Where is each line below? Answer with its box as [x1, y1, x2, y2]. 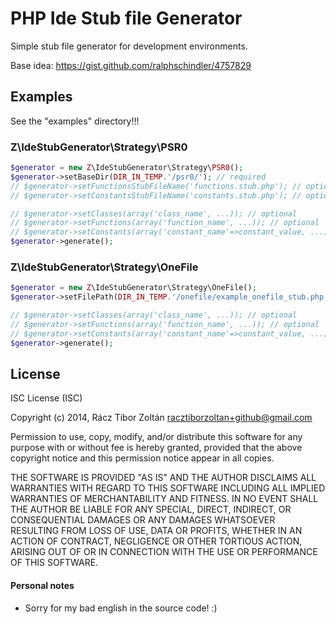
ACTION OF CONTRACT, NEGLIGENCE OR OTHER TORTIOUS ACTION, [10, 535, 303, 547]
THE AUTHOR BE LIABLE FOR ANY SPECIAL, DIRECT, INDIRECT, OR [10, 503, 292, 516]
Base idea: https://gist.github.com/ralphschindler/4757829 [10, 59, 252, 71]
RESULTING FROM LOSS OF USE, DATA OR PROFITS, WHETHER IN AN [10, 525, 303, 537]
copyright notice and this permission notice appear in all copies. [10, 452, 275, 464]
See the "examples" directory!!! [10, 115, 140, 127]
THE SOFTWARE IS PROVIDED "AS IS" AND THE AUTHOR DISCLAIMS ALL [10, 472, 317, 484]
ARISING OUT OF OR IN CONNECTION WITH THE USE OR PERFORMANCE [10, 546, 318, 558]
